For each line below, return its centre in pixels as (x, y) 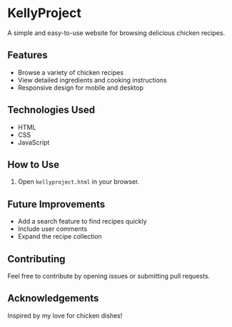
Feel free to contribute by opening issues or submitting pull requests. (109, 276)
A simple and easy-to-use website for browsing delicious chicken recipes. (116, 33)
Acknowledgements (53, 298)
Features (27, 55)
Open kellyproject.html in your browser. (79, 182)
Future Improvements (56, 204)
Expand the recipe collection (60, 237)
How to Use (34, 164)
